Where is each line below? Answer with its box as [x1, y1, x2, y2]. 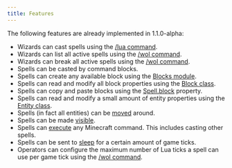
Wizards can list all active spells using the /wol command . [17, 50, 182, 58]
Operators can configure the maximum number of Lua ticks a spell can [17, 145, 220, 153]
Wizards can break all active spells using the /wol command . [17, 57, 190, 66]
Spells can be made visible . [17, 115, 96, 124]
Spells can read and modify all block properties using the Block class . [17, 79, 216, 87]
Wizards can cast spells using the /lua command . [17, 42, 158, 50]
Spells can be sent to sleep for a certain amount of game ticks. [17, 138, 197, 146]
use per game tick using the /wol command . [17, 153, 143, 161]
